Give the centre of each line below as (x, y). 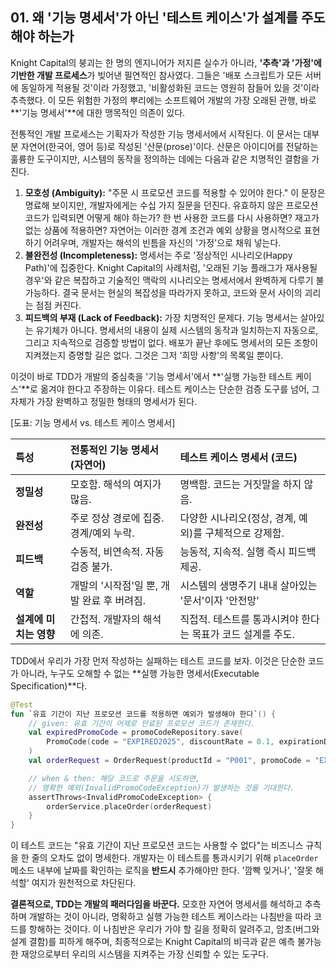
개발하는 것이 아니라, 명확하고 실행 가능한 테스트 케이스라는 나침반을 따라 (170, 917)
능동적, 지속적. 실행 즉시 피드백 (248, 551)
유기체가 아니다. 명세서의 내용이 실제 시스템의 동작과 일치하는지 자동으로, (177, 330)
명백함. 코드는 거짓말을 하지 (240, 484)
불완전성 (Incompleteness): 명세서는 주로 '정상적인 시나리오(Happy (158, 255)
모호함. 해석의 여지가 (115, 484)
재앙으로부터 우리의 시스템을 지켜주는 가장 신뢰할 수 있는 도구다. (144, 954)
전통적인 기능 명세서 (114, 450)
